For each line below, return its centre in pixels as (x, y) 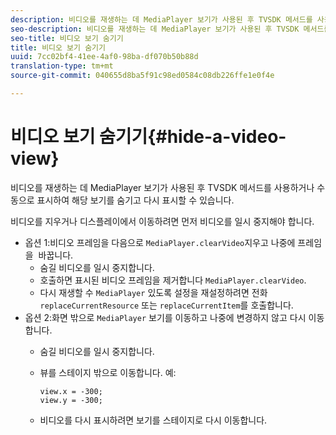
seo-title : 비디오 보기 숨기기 (67, 38)
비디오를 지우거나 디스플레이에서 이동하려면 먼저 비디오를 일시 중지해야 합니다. (162, 221)
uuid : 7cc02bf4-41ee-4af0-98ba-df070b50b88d (104, 57)
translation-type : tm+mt (62, 66)
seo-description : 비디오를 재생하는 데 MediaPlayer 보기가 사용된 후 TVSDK (155, 29)
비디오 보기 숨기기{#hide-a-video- (148, 137)
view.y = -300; (71, 400)
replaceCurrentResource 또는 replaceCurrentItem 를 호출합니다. (166, 305)
